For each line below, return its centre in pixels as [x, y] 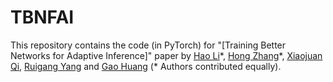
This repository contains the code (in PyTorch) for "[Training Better [148, 45]
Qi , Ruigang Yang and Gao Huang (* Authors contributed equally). [146, 66]
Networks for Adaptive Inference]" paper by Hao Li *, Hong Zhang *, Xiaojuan [166, 55]
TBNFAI [42, 17]
